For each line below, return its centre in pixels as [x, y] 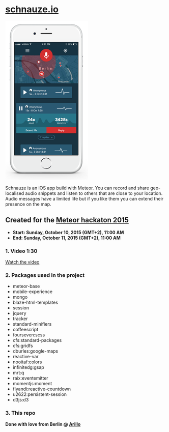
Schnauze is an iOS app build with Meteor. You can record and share [77, 188]
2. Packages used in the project [45, 275]
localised [15, 193]
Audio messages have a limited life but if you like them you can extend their [84, 198]
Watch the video [22, 262]
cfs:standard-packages [37, 340]
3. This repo [20, 413]
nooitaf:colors [27, 362]
